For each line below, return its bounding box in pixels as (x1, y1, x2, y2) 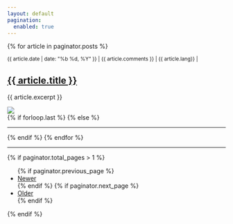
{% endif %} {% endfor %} (7, 134, 84, 142)
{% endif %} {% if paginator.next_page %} (17, 182, 139, 190)
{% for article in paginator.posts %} (7, 42, 109, 51)
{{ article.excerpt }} (7, 93, 62, 102)
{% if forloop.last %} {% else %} (7, 113, 100, 122)
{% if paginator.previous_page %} (17, 167, 114, 175)
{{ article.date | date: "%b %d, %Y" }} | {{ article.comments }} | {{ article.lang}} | (7, 56, 198, 63)
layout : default (7, 10, 54, 17)
